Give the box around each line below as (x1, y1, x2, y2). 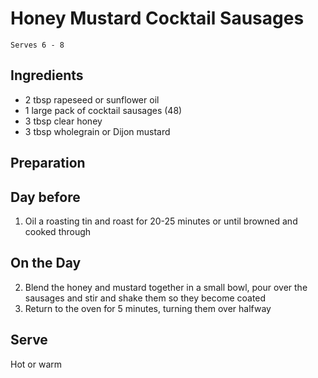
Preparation (10, 155, 86, 172)
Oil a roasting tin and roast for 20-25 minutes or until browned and (24, 215, 298, 227)
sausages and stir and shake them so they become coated (24, 292, 267, 304)
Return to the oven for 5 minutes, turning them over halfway (24, 302, 272, 314)
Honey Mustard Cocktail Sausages (10, 7, 305, 30)
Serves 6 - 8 (10, 40, 65, 50)
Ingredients (10, 67, 84, 84)
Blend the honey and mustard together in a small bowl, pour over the (24, 281, 308, 293)
